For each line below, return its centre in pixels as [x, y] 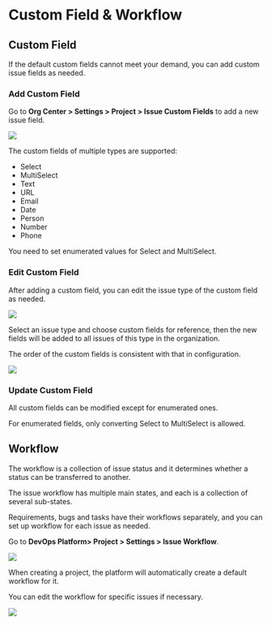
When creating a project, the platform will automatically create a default [128, 572]
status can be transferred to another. [70, 477]
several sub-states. [40, 501]
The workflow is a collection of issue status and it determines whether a [128, 469]
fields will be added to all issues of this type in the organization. [114, 338]
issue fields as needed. [47, 73]
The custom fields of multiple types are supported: [93, 151]
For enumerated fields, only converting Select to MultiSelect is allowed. [127, 423]
